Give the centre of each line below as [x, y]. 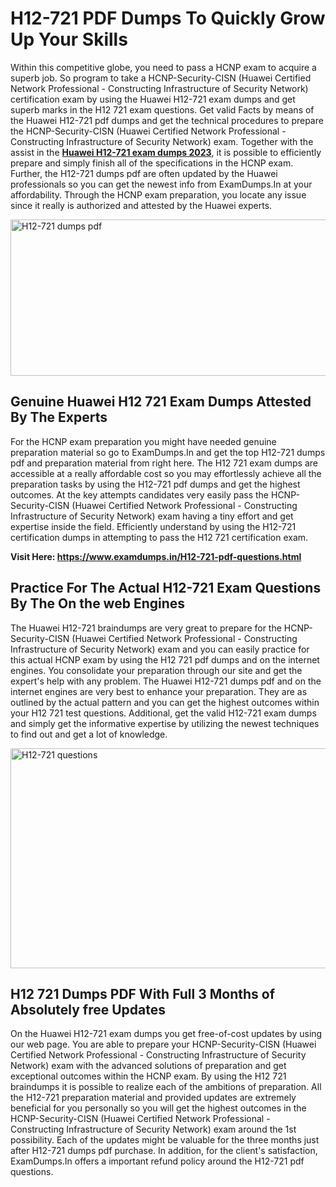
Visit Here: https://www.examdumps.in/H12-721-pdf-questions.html [156, 556]
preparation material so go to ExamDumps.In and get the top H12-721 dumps [168, 452]
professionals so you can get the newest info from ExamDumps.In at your [161, 184]
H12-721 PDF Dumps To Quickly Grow [168, 18]
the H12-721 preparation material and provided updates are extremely [153, 1098]
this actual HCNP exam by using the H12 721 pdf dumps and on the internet [165, 659]
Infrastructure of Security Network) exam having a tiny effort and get [152, 516]
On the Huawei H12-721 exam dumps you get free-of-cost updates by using [166, 1034]
